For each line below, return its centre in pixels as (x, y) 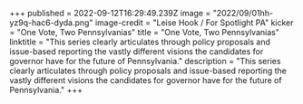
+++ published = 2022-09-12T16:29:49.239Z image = (110, 13)
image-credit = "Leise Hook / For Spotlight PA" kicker (194, 23)
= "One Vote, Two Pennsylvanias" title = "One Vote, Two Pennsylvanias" (144, 32)
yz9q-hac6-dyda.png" (51, 23)
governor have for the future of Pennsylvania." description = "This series (145, 61)
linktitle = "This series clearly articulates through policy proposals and (140, 42)
